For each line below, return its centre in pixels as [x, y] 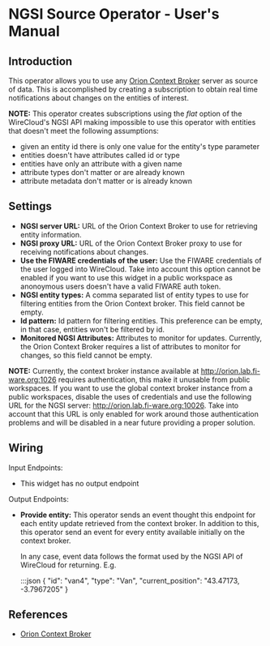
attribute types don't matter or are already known [102, 172]
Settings [30, 206]
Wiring [26, 448]
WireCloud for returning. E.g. [68, 565]
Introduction [41, 61]
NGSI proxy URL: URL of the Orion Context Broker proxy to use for [131, 243]
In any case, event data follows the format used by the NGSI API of [131, 556]
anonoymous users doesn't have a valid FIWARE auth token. [120, 286]
